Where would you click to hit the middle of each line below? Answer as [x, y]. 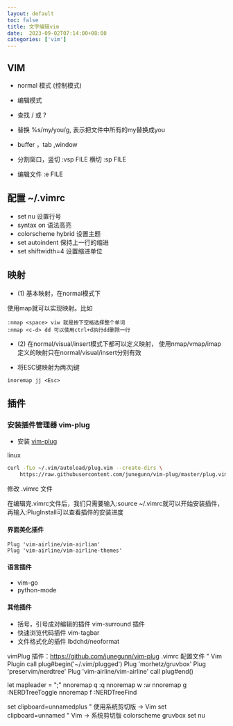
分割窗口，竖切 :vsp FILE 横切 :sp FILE [72, 159]
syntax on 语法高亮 [44, 225]
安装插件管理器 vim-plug [49, 425]
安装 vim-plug [37, 441]
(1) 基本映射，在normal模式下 [59, 293]
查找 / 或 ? [32, 115]
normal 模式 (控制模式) [49, 85]
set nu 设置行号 [39, 216]
